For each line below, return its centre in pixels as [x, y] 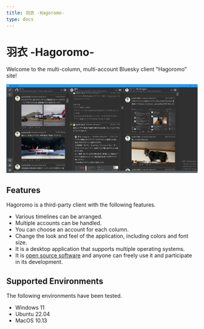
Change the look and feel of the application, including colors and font [102, 236]
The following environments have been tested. [64, 296]
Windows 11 [30, 308]
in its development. [39, 262]
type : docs [20, 19]
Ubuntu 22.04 [32, 314]
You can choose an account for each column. [72, 230]
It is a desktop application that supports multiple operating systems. [100, 249]
